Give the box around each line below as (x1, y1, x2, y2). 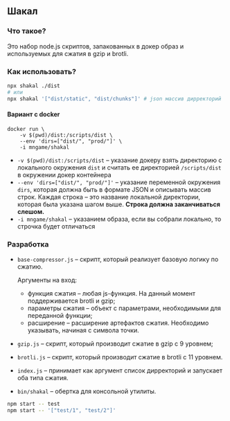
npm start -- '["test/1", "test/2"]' (7, 406, 116, 414)
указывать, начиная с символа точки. (27, 326, 140, 334)
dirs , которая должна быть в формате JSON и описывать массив (17, 185, 211, 193)
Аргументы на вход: (17, 276, 78, 285)
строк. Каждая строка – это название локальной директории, (17, 192, 201, 201)
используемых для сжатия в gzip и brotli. (7, 49, 129, 57)
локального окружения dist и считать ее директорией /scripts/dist (17, 163, 222, 172)
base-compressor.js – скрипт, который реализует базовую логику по (17, 256, 219, 264)
